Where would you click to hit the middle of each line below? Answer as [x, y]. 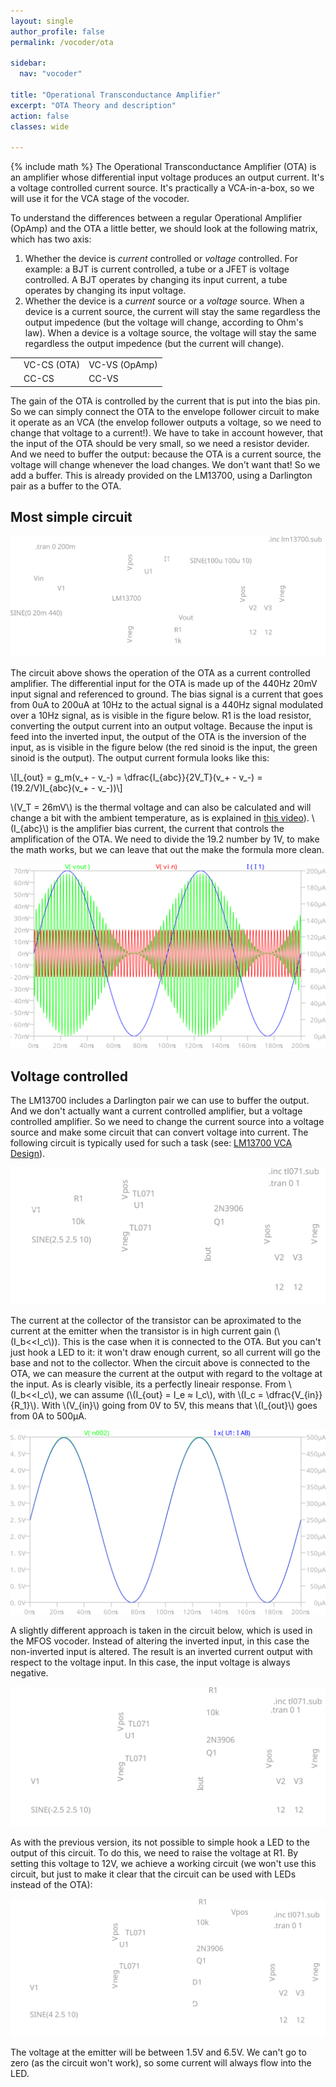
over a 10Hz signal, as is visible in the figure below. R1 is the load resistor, [161, 716]
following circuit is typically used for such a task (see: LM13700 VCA [151, 1143]
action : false [40, 116]
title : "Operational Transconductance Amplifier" [116, 95]
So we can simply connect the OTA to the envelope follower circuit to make [165, 411]
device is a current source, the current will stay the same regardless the [173, 312]
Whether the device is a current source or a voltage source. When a [164, 301]
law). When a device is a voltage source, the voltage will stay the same [170, 333]
